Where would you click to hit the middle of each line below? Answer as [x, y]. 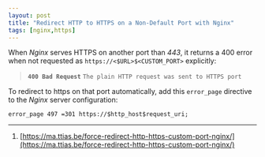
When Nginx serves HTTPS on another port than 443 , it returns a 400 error [131, 53]
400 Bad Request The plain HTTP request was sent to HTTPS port [134, 77]
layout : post [30, 15]
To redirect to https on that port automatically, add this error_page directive [130, 92]
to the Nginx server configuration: [63, 100]
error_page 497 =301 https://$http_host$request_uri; [99, 114]
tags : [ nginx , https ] [42, 30]
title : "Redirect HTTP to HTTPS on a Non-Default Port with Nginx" [121, 23]
